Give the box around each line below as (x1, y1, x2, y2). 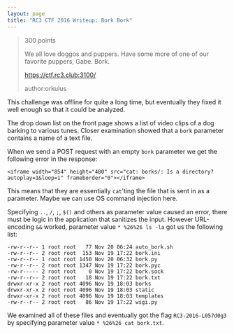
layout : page (7, 10, 45, 18)
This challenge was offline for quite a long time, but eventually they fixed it (7, 97, 221, 106)
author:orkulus (24, 84, 67, 92)
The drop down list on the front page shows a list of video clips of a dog (7, 118, 214, 127)
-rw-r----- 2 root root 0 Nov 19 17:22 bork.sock (7, 267, 164, 275)
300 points (24, 36, 56, 44)
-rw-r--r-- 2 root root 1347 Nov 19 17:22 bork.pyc (7, 262, 161, 269)
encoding (7, 222, 35, 231)
